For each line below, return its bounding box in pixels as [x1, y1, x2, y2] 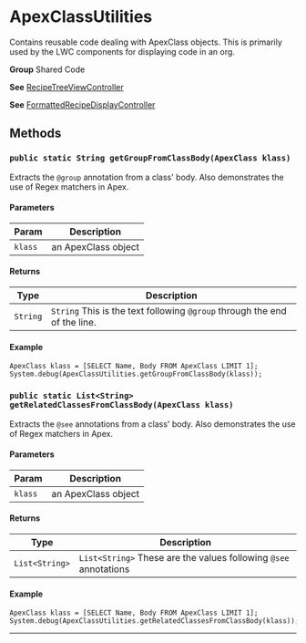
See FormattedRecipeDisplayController [9, 99, 156, 110]
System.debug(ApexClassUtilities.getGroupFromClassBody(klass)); [9, 369, 262, 379]
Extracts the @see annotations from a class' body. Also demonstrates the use [9, 418, 296, 430]
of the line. [51, 316, 97, 329]
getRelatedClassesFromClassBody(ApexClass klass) [9, 399, 234, 410]
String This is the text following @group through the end [51, 305, 287, 317]
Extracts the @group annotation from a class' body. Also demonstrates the [9, 171, 284, 182]
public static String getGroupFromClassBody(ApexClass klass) [9, 153, 291, 163]
